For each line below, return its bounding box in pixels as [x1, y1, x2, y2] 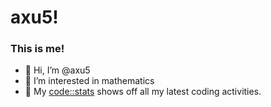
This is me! [10, 42, 65, 56]
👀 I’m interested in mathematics [24, 75, 155, 87]
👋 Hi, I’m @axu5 [24, 64, 91, 76]
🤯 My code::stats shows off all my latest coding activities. [24, 86, 262, 98]
